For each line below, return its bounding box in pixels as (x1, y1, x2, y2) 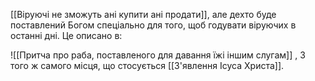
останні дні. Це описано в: (10, 30, 123, 41)
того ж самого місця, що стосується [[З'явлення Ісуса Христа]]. (10, 60, 285, 71)
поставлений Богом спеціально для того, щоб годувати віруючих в (10, 19, 297, 31)
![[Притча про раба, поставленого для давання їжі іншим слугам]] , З (10, 49, 306, 61)
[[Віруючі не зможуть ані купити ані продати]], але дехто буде (10, 9, 277, 20)
